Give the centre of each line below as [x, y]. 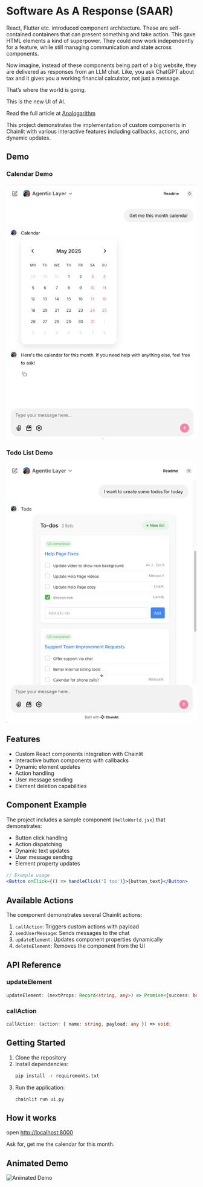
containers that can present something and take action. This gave [114, 34]
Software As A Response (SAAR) [90, 11]
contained [19, 34]
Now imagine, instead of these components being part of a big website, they [101, 65]
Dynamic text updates [42, 850]
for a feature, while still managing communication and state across [89, 47]
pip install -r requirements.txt [57, 1076]
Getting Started [36, 1043]
